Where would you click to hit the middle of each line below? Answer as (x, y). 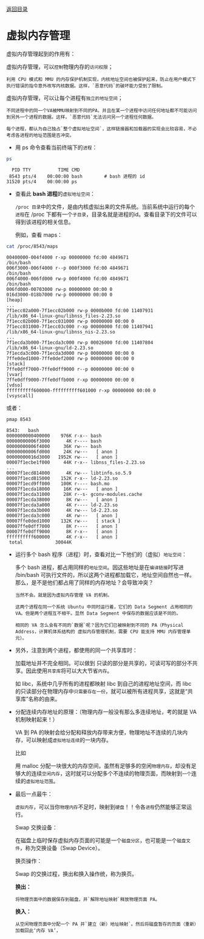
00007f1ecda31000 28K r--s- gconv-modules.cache (74, 494)
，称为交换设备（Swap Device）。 (61, 848)
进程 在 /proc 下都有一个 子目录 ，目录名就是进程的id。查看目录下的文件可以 (106, 214)
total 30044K (40, 542)
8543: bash (23, 430)
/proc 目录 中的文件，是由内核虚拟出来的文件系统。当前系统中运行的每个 (105, 206)
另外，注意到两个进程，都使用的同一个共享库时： (76, 650)
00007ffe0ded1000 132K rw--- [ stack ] (63, 521)
